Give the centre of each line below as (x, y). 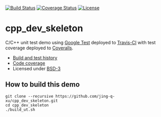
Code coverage (29, 63)
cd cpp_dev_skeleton (27, 105)
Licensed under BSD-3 (37, 68)
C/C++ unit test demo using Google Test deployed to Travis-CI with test (81, 42)
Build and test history (35, 57)
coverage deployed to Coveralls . (39, 48)
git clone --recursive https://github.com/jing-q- (60, 96)
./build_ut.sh (20, 109)
